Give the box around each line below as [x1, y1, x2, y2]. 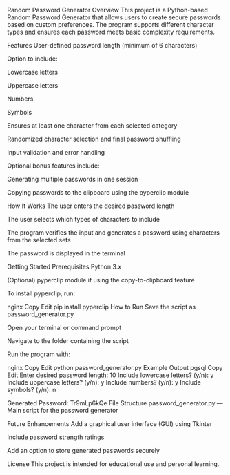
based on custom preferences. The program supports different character [7, 21, 215, 28]
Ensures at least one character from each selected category [7, 122, 178, 130]
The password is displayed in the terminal [7, 249, 125, 258]
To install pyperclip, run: [7, 289, 76, 298]
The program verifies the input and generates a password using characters [7, 229, 220, 237]
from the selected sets [7, 236, 71, 244]
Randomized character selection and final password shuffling [7, 135, 181, 143]
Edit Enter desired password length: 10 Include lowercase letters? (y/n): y [7, 371, 214, 379]
